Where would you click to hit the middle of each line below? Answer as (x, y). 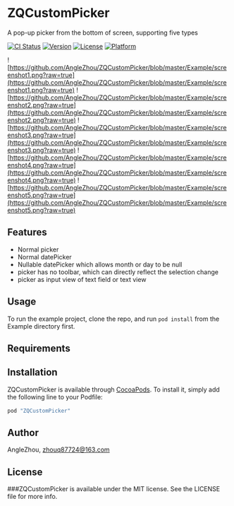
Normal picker (38, 249)
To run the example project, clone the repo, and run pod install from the (113, 319)
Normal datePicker (44, 257)
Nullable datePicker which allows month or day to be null (100, 264)
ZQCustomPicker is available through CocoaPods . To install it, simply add (113, 389)
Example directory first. (41, 326)
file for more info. (32, 497)
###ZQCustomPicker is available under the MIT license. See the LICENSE (114, 489)
